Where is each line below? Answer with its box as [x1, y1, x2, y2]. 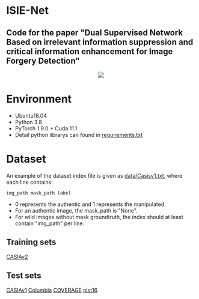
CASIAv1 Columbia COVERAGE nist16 [6, 286, 98, 294]
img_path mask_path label [6, 190, 71, 196]
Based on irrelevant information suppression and [6, 37, 194, 47]
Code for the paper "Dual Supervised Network [6, 28, 183, 38]
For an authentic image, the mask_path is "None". [14, 207, 138, 214]
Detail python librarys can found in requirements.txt [14, 131, 143, 138]
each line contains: [6, 178, 53, 186]
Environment [6, 92, 72, 106]
